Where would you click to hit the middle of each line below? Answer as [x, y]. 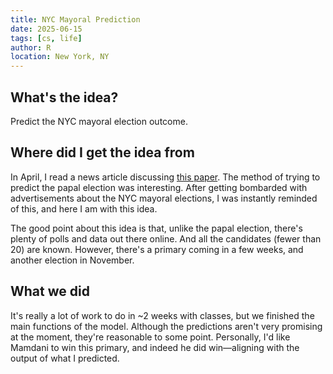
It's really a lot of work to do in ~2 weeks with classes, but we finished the [162, 315]
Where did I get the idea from [102, 152]
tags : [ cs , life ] [46, 38]
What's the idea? [64, 97]
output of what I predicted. [65, 358]
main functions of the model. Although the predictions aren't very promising [166, 326]
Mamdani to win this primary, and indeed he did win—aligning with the [155, 347]
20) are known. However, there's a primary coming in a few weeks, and [157, 249]
